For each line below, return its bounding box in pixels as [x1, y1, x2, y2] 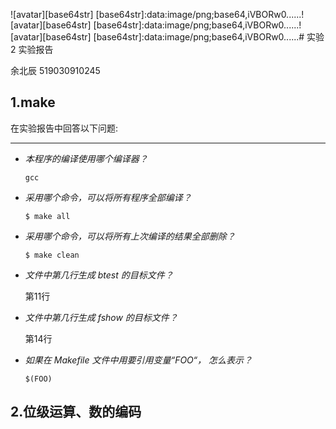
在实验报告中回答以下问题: [10, 122, 119, 134]
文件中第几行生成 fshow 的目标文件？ [24, 311, 178, 323]
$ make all [24, 211, 71, 221]
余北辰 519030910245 [10, 65, 101, 76]
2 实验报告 [10, 44, 54, 55]
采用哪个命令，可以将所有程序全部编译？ [24, 191, 192, 203]
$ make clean [24, 250, 80, 260]
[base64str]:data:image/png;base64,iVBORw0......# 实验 [93, 31, 325, 43]
